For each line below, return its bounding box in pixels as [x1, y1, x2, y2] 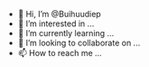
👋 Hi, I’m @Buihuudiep [17, 9, 101, 19]
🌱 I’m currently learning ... [17, 28, 115, 38]
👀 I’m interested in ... [17, 18, 95, 29]
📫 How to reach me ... [17, 48, 102, 58]
